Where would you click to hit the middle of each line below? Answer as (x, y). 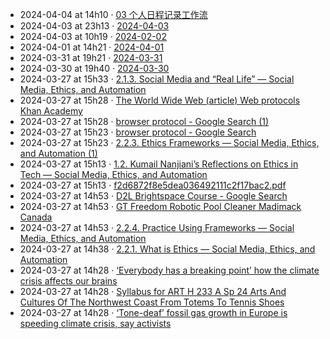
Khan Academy (51, 111)
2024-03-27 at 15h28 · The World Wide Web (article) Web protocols (160, 100)
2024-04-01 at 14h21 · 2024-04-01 (92, 47)
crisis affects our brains (68, 281)
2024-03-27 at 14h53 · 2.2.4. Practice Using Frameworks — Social (157, 227)
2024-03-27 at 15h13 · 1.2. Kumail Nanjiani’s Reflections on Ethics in (159, 164)
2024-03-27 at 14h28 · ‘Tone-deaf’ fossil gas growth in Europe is (153, 312)
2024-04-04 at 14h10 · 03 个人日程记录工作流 (113, 14)
